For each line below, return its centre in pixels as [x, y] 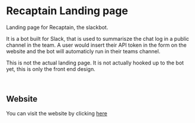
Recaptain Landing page [67, 11]
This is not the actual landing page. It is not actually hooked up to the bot [95, 63]
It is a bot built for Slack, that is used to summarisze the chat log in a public [98, 38]
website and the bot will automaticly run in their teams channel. [83, 51]
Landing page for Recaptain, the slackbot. [57, 27]
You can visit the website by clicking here [57, 113]
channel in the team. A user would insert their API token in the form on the [96, 45]
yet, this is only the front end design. [51, 69]
